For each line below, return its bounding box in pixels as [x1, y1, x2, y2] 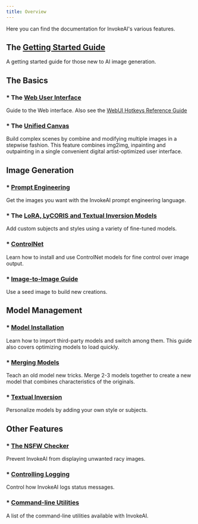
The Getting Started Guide [6, 42, 106, 52]
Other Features [6, 424, 64, 434]
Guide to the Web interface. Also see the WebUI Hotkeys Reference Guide [6, 107, 187, 114]
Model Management [6, 305, 83, 316]
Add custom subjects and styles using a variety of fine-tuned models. [6, 225, 177, 232]
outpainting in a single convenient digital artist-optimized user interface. [6, 148, 183, 155]
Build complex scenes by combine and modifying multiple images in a [6, 135, 177, 142]
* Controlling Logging [6, 470, 70, 478]
